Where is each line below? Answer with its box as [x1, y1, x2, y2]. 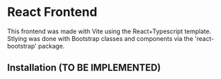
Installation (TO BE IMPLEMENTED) [7, 62, 161, 73]
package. [37, 42, 65, 50]
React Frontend [7, 4, 98, 20]
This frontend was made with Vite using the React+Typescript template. [7, 27, 211, 35]
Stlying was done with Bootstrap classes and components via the [7, 34, 194, 42]
